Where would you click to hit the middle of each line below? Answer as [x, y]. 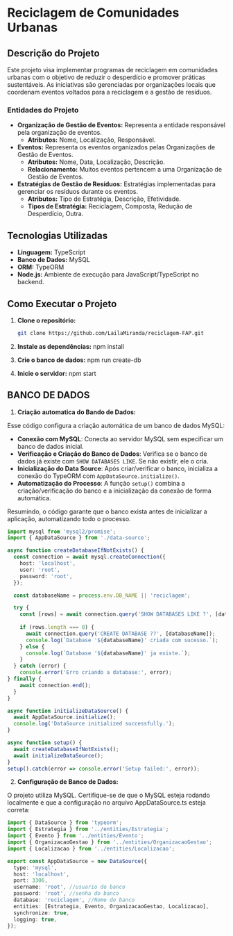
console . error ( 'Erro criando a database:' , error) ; [96, 673]
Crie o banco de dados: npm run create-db [79, 360]
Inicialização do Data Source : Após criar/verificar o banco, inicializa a [118, 468]
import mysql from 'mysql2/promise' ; [62, 532]
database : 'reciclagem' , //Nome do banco [74, 900]
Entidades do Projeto [43, 110]
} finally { [24, 679]
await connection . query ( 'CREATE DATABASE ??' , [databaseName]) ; [120, 634]
